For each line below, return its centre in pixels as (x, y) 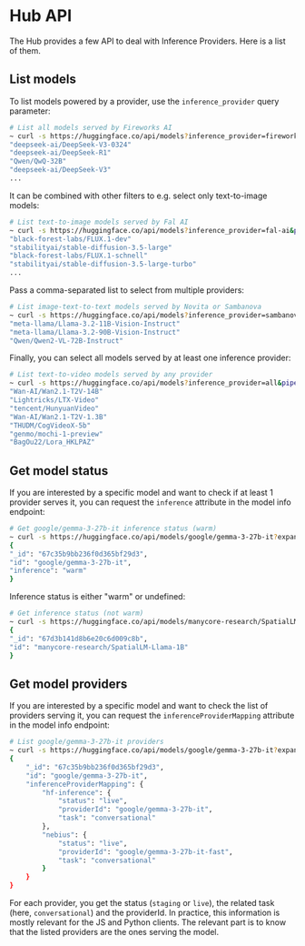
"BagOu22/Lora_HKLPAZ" (52, 442)
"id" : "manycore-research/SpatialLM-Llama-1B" (99, 647)
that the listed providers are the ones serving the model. (114, 932)
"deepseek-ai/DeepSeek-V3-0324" (70, 145)
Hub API (41, 16)
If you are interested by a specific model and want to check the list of (139, 706)
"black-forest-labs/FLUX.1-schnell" (79, 256)
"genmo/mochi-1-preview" (56, 434)
